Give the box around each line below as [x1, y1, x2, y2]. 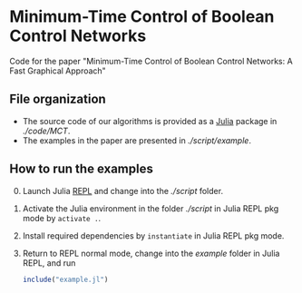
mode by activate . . [22, 212, 102, 223]
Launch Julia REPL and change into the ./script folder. [22, 185, 224, 196]
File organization [9, 92, 106, 107]
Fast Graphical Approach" [9, 65, 106, 76]
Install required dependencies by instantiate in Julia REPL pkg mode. [22, 230, 285, 241]
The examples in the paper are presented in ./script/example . [22, 134, 252, 146]
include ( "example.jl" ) [22, 275, 109, 284]
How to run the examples [9, 161, 154, 177]
